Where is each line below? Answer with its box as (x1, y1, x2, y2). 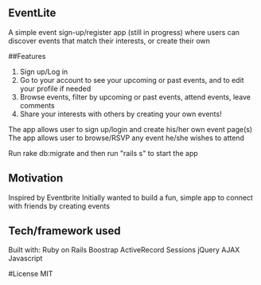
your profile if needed (19, 84, 92, 93)
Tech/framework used (8, 224, 121, 238)
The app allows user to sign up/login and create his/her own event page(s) (8, 124, 253, 134)
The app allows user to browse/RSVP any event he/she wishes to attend (8, 133, 245, 142)
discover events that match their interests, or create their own (8, 36, 211, 45)
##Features (8, 51, 46, 61)
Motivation (8, 171, 64, 185)
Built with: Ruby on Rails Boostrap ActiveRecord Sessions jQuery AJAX (8, 245, 240, 255)
